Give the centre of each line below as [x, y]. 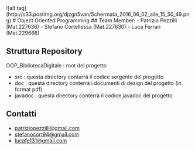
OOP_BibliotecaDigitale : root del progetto [57, 65]
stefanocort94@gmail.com [47, 134]
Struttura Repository [45, 51]
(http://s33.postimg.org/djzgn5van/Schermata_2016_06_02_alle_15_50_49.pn [98, 14]
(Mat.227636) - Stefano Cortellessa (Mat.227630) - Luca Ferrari [83, 27]
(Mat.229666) [23, 33]
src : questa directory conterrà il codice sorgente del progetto [89, 77]
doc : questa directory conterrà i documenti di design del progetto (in [98, 83]
